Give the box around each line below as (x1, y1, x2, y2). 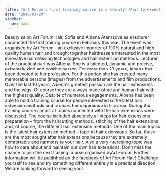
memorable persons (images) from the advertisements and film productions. (5, 76, 161, 82)
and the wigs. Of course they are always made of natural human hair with (5, 87, 155, 93)
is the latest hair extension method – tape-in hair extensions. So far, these (5, 129, 155, 135)
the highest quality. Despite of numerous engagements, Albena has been (5, 92, 154, 98)
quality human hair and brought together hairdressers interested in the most (5, 50, 160, 56)
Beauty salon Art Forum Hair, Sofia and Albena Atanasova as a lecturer (5, 35, 150, 40)
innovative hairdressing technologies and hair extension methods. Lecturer (5, 55, 158, 62)
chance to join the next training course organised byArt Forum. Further (5, 150, 149, 156)
